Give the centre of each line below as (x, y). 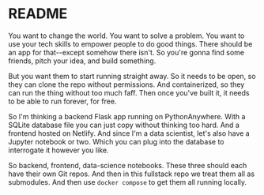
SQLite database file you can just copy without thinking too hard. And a (124, 125)
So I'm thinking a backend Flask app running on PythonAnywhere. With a (127, 116)
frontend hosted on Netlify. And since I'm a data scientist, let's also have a (129, 133)
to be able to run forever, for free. (62, 101)
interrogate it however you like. (58, 150)
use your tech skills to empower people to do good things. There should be (130, 43)
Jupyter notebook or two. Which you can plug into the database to (116, 141)
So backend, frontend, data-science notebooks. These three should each (128, 165)
